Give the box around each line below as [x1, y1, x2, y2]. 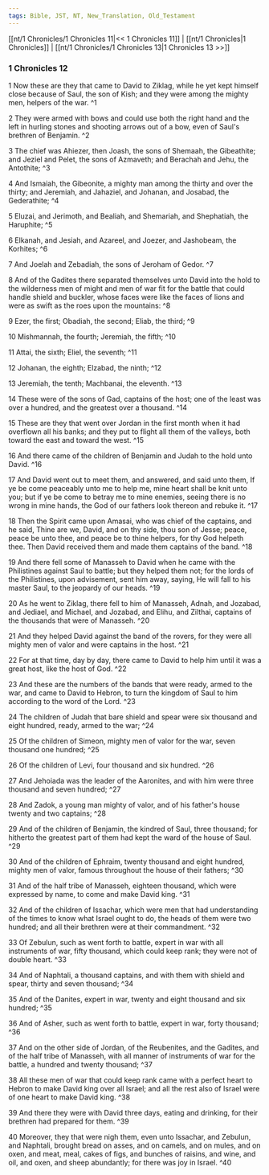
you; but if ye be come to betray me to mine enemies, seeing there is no [8, 492, 247, 502]
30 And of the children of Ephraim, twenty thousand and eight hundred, [8, 857, 245, 866]
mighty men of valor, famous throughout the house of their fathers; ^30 [8, 865, 244, 874]
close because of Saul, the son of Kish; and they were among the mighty [8, 89, 249, 99]
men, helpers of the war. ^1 [8, 97, 98, 107]
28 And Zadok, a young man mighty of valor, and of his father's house [8, 800, 240, 809]
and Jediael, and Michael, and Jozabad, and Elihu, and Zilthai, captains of [8, 607, 252, 616]
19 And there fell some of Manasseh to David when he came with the [8, 557, 235, 567]
